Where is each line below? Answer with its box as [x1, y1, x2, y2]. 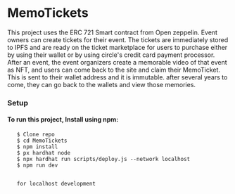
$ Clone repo [16, 131, 55, 138]
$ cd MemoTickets [16, 137, 68, 145]
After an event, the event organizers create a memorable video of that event [7, 58, 227, 66]
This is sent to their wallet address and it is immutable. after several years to [7, 72, 228, 82]
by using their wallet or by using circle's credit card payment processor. [7, 51, 215, 59]
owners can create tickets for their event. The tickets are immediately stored [7, 35, 229, 44]
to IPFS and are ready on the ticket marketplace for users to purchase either [7, 43, 228, 51]
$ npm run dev [16, 162, 58, 169]
